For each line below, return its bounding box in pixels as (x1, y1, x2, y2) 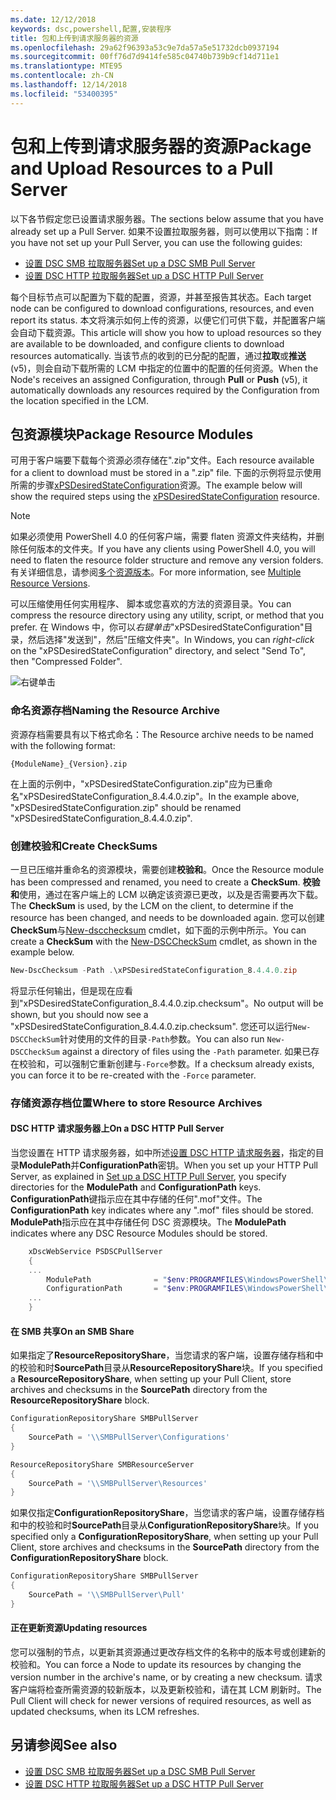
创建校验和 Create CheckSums (10, 839, 158, 853)
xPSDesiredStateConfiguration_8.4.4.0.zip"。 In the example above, (23, 790, 300, 802)
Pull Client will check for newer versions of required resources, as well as (10, 1695, 312, 1706)
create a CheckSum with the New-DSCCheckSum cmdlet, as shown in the (10, 935, 318, 947)
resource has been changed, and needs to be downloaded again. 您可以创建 (10, 911, 325, 923)
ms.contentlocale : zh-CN (10, 71, 114, 81)
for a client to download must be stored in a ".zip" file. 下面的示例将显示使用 (10, 467, 322, 479)
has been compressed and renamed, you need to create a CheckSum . (10, 876, 301, 888)
